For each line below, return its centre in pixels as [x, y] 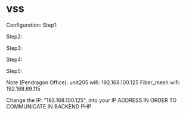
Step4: [14, 59]
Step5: [14, 71]
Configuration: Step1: [32, 25]
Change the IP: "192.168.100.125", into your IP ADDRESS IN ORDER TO [92, 100]
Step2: [14, 36]
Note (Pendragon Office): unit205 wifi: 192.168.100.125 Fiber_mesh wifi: [93, 82]
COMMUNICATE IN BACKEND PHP [49, 106]
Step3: [14, 48]
